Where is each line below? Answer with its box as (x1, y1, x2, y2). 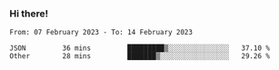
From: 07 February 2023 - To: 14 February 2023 (9, 28, 194, 37)
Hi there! (9, 7, 49, 20)
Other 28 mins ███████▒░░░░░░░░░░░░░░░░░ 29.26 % (9, 52, 271, 61)
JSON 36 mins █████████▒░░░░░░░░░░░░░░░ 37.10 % (9, 44, 271, 53)
